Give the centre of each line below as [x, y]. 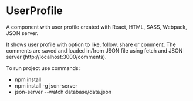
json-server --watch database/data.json [63, 92]
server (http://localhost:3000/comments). [56, 57]
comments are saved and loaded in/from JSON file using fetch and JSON [94, 50]
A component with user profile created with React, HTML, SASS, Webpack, [97, 27]
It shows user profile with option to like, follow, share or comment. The [91, 44]
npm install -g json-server [46, 85]
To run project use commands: [43, 68]
